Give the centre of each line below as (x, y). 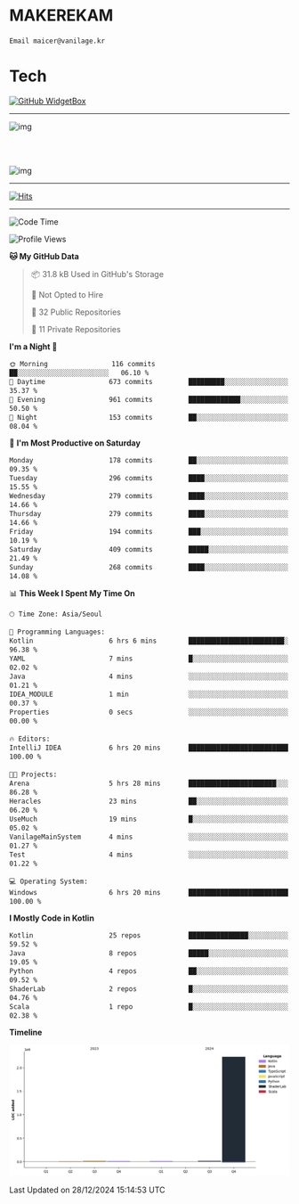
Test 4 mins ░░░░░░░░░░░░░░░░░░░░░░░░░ (149, 855)
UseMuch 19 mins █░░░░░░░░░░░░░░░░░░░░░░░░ (149, 819)
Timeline (26, 1032)
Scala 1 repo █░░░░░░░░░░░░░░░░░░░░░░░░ (149, 1007)
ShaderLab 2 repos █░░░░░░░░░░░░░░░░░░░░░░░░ (149, 989)
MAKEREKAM (61, 16)
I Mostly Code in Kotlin (52, 918)
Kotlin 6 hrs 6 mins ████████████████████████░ (149, 641)
